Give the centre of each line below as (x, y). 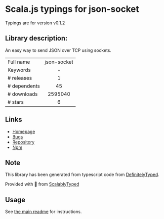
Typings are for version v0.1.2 (35, 23)
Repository (23, 142)
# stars (16, 102)
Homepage (24, 131)
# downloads (23, 94)
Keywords (19, 70)
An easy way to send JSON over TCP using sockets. (58, 50)
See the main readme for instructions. (43, 212)
